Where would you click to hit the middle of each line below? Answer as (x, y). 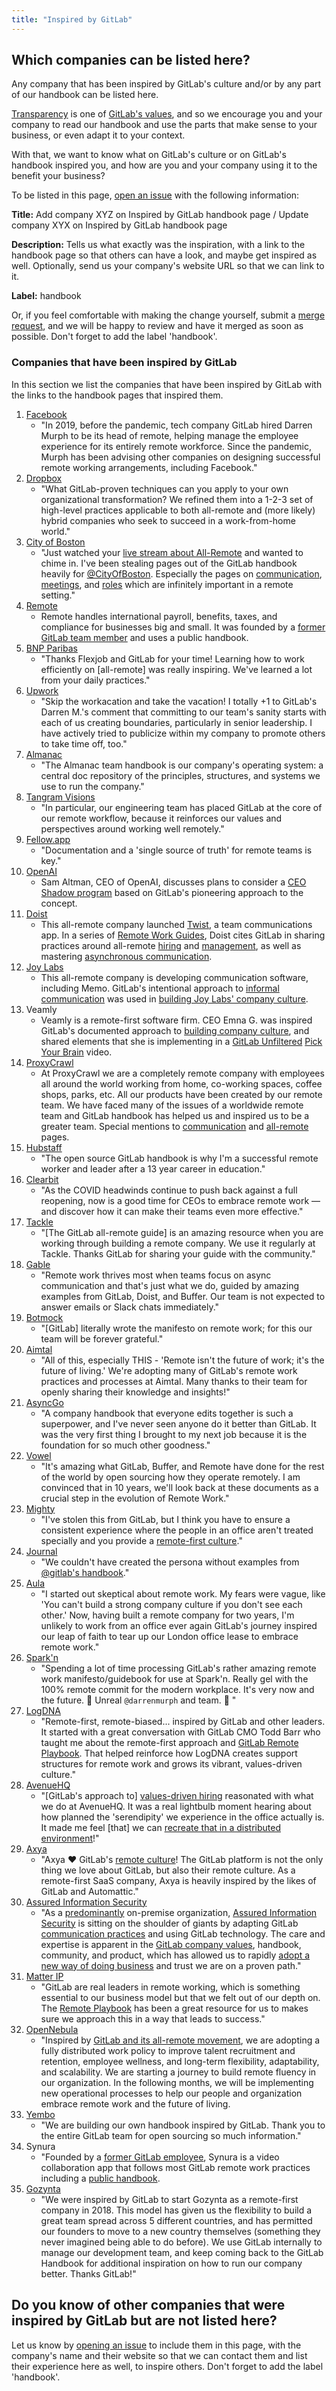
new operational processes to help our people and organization (171, 2093)
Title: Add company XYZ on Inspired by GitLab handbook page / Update (160, 215)
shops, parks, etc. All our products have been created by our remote (181, 1094)
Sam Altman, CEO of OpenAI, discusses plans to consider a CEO (173, 882)
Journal (41, 1551)
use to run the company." (92, 786)
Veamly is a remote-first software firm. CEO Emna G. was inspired (176, 1020)
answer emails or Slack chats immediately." (130, 1307)
